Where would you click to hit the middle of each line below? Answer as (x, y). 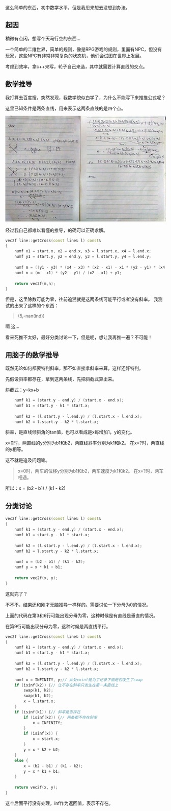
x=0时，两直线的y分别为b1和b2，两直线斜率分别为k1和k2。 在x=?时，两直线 (85, 443)
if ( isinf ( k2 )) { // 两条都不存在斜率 (61, 717)
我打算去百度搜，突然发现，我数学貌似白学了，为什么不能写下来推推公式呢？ (85, 97)
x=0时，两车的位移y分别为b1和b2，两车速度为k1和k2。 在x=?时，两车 (91, 471)
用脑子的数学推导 (32, 355)
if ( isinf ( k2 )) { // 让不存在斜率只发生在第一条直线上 (66, 685)
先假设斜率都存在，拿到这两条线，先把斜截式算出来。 (61, 379)
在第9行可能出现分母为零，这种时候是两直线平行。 (58, 626)
